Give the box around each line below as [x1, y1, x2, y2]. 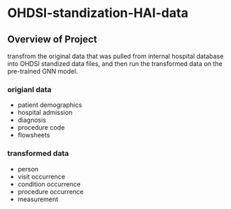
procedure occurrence [17, 187, 84, 196]
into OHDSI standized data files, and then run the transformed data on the [7, 60, 223, 68]
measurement [17, 195, 59, 203]
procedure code [17, 123, 65, 132]
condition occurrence [17, 179, 81, 188]
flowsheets [17, 131, 50, 140]
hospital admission [17, 108, 73, 117]
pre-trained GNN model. [7, 67, 78, 75]
